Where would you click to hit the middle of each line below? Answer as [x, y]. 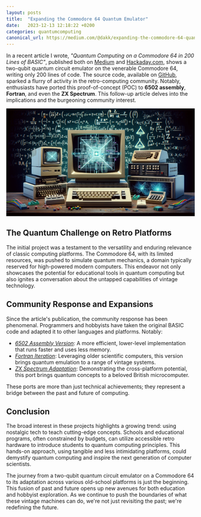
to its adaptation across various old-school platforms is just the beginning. [98, 482]
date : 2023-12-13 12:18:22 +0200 [51, 25]
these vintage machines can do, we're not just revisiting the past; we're [94, 501]
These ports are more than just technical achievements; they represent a [96, 387]
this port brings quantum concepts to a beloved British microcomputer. [102, 375]
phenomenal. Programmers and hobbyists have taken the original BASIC [95, 325]
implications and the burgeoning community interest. [71, 100]
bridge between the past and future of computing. [68, 393]
